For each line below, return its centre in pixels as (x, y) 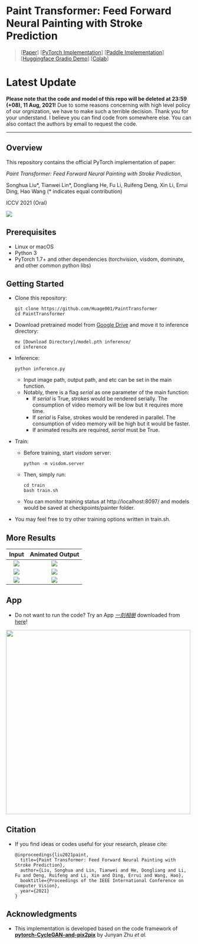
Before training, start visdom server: (67, 453)
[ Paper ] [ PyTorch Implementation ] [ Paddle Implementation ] (92, 52)
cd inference (31, 347)
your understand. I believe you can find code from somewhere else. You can (99, 117)
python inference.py (40, 369)
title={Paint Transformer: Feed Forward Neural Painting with (98, 860)
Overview (24, 148)
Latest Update (41, 82)
